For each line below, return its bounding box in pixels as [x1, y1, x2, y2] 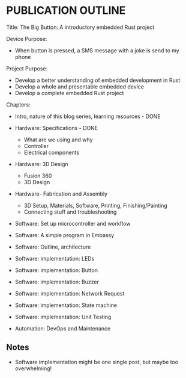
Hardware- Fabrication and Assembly [14, 190, 108, 197]
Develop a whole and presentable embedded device [14, 82, 144, 90]
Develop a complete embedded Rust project [14, 89, 124, 96]
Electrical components [23, 149, 80, 156]
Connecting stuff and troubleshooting [23, 208, 117, 215]
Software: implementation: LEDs [14, 255, 95, 262]
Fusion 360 [23, 172, 52, 179]
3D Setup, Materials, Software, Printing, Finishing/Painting [23, 202, 168, 209]
